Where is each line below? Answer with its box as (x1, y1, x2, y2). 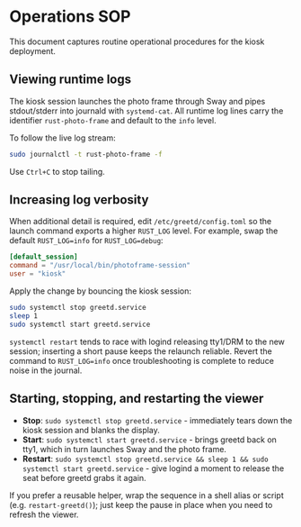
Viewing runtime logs (9, 72, 132, 87)
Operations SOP (9, 6, 131, 27)
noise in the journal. (9, 365, 83, 376)
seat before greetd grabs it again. (22, 472, 146, 483)
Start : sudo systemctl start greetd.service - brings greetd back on (22, 434, 277, 445)
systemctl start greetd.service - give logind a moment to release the (22, 462, 285, 474)
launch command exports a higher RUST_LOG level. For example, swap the (9, 225, 279, 236)
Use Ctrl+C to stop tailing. (9, 166, 105, 177)
